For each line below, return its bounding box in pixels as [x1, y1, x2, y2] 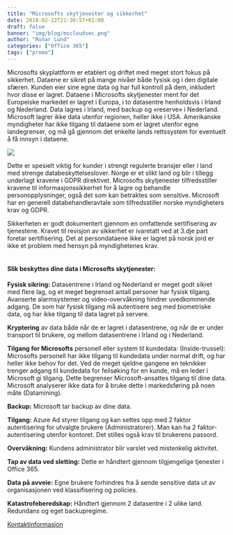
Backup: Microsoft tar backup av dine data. [7, 402, 132, 411]
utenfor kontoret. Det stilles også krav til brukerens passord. [46, 431, 218, 439]
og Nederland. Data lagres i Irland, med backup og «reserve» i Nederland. [7, 105, 219, 114]
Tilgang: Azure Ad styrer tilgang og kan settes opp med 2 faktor [7, 416, 191, 424]
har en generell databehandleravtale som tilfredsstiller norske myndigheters [7, 198, 225, 206]
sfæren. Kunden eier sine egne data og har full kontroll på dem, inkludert [7, 83, 216, 91]
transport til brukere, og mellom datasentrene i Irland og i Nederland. [7, 331, 204, 339]
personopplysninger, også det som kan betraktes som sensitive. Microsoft [7, 191, 220, 199]
